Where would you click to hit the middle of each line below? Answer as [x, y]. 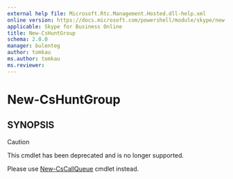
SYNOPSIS [31, 125]
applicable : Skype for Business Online [65, 26]
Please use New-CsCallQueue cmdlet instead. [73, 169]
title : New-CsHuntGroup [42, 33]
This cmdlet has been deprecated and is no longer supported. [96, 155]
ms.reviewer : [26, 65]
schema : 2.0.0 [28, 40]
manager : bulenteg [34, 46]
